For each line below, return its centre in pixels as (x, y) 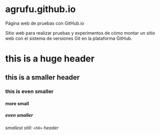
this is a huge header (50, 59)
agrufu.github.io (40, 9)
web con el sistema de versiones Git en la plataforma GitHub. (69, 38)
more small (17, 104)
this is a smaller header (42, 77)
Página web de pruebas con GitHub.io (45, 23)
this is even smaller (30, 92)
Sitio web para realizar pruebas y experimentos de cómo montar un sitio (80, 33)
